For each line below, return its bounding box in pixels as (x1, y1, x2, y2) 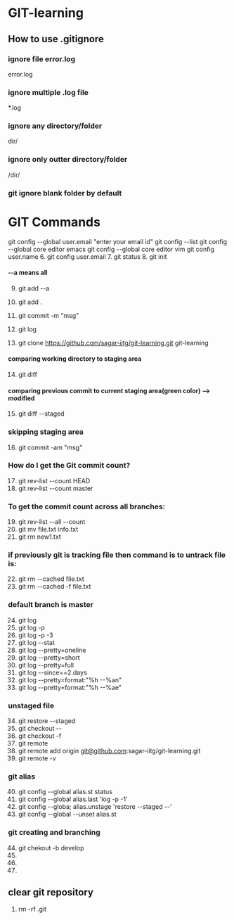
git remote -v (18, 754, 56, 762)
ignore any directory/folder (8, 121, 103, 131)
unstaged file (8, 701, 55, 710)
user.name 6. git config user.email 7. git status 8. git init (8, 252, 167, 261)
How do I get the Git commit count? (8, 461, 131, 471)
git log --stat (18, 638, 55, 646)
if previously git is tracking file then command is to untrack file (8, 550, 226, 560)
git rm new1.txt (18, 532, 62, 541)
